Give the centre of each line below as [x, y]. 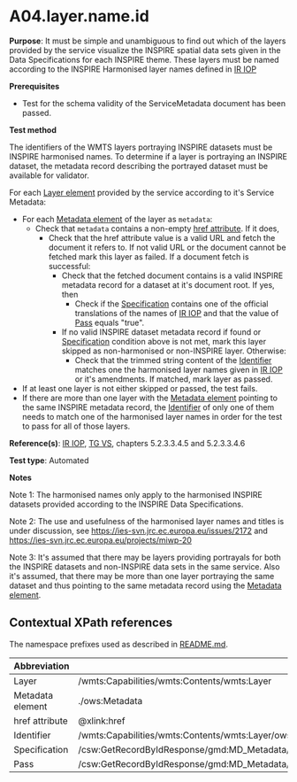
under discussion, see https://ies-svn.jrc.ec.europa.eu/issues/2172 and [138, 530]
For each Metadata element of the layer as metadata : [117, 219]
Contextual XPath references [91, 623]
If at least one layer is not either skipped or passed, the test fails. [140, 388]
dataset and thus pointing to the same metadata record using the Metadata [145, 585]
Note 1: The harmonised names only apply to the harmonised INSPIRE [136, 494]
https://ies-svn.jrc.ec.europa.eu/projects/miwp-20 [101, 540]
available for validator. [49, 175]
